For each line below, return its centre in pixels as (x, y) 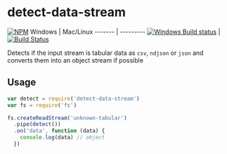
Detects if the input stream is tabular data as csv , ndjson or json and (105, 53)
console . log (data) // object (63, 138)
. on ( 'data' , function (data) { (59, 131)
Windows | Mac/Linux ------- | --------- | (125, 32)
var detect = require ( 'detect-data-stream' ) (73, 98)
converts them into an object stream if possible (76, 60)
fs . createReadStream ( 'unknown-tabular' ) (67, 118)
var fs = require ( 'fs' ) (42, 105)
